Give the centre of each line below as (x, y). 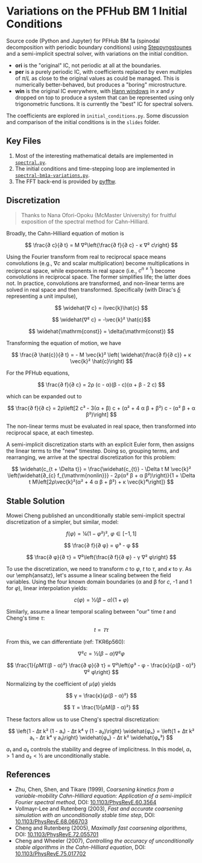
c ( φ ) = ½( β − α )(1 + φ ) (101, 600)
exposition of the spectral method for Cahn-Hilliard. (85, 221)
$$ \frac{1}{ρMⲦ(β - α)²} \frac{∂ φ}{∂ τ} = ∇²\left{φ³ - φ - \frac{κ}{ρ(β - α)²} (101, 665)
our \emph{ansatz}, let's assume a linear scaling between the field (89, 576)
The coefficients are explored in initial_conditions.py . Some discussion (97, 116)
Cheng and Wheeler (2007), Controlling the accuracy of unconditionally (104, 841)
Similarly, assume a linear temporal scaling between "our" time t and (91, 612)
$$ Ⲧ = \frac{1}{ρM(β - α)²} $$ (101, 707)
